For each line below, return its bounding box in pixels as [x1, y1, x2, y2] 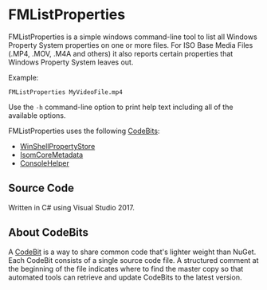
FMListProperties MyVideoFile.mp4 [8, 88, 124, 96]
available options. [8, 110, 66, 120]
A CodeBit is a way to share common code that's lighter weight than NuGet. [8, 247, 257, 257]
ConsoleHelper [19, 158, 69, 168]
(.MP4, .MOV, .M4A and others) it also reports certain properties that [8, 49, 234, 58]
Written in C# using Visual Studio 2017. [8, 202, 135, 212]
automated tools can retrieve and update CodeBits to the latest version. [8, 272, 242, 282]
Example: [8, 72, 39, 82]
